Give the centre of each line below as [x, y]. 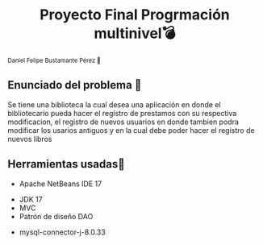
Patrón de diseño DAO [56, 216]
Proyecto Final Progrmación [135, 15]
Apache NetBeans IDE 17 [61, 184]
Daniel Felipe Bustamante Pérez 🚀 [54, 60]
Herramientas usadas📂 [67, 164]
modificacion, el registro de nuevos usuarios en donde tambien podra [123, 122]
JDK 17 [31, 199]
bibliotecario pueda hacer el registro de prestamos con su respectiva [122, 113]
